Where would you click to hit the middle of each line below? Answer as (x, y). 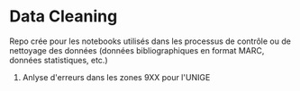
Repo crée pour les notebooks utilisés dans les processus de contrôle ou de (150, 41)
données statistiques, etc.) (59, 60)
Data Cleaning (64, 17)
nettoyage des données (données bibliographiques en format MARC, (137, 50)
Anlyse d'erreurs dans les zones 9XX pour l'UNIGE (116, 77)
